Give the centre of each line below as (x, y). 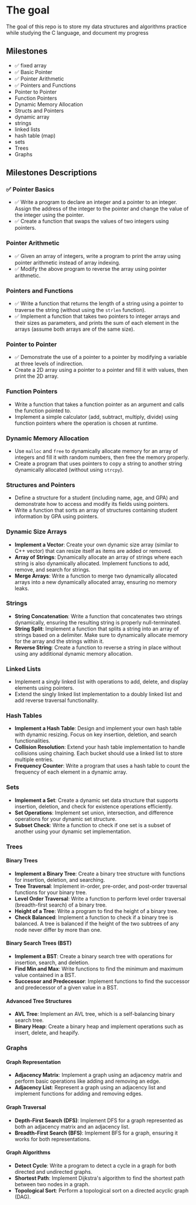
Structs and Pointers (39, 110)
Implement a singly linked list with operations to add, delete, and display (101, 682)
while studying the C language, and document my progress (78, 32)
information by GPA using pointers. (56, 516)
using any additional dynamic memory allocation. (73, 653)
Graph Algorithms (28, 1153)
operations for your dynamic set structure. (66, 819)
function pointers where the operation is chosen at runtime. (86, 423)
